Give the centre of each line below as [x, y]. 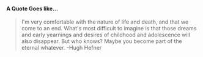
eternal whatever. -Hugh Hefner [61, 48]
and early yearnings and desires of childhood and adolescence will [106, 35]
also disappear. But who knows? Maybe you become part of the [102, 41]
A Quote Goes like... [32, 8]
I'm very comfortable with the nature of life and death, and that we [105, 22]
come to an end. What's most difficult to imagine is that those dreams [109, 29]
